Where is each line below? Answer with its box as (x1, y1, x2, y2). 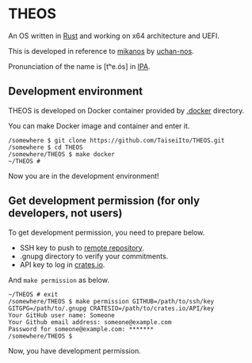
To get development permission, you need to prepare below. (8, 227, 205, 237)
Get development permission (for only (8, 194, 200, 208)
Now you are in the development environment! (8, 171, 160, 181)
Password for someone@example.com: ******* (8, 325, 155, 333)
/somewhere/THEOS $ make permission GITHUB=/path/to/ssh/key (8, 297, 215, 305)
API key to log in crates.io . (19, 259, 105, 269)
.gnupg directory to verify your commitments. (19, 251, 169, 261)
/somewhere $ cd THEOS (8, 143, 83, 151)
